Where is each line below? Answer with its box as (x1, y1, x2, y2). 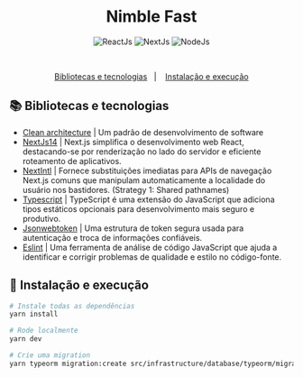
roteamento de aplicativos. (22, 155, 122, 166)
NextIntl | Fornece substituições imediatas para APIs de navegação (22, 165, 272, 176)
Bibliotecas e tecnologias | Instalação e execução (53, 70, 250, 82)
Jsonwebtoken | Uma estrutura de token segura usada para (22, 223, 244, 234)
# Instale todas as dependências (9, 301, 135, 310)
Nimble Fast (106, 6, 197, 27)
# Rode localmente (9, 326, 78, 336)
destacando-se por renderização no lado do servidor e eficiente (22, 146, 262, 157)
